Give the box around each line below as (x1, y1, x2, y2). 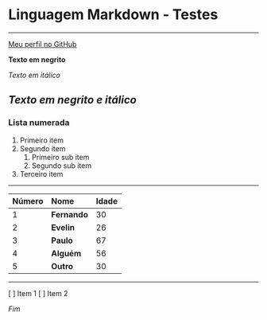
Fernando (51, 209, 89, 220)
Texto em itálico (8, 70, 61, 80)
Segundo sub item (31, 161, 92, 170)
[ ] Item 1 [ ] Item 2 (8, 288, 68, 298)
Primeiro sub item (31, 152, 90, 162)
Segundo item (19, 143, 66, 153)
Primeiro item (19, 135, 64, 145)
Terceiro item (19, 169, 64, 178)
